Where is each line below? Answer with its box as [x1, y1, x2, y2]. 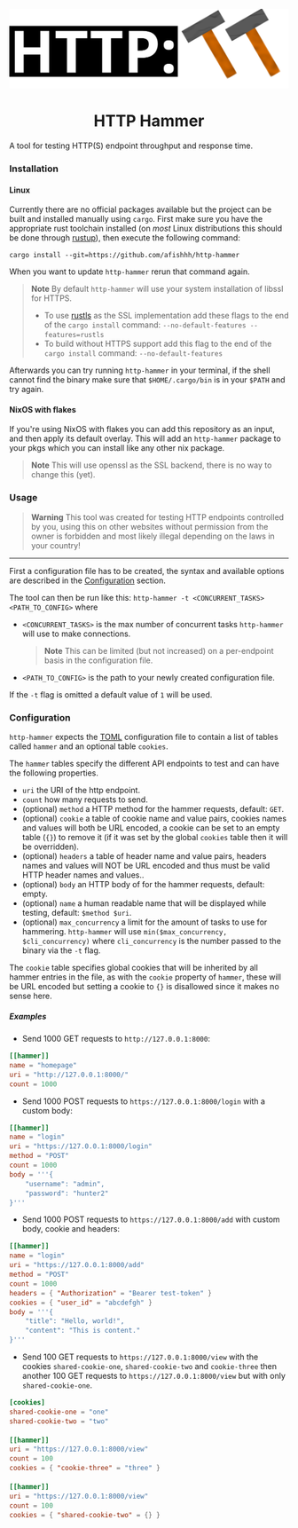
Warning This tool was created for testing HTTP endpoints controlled [30, 511, 285, 523]
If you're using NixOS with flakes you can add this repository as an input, [9, 424, 275, 435]
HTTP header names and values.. [21, 870, 145, 880]
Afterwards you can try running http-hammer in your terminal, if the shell [9, 365, 271, 376]
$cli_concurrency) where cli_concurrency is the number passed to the [21, 936, 282, 947]
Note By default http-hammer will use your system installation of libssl [30, 284, 284, 295]
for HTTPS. [30, 293, 73, 303]
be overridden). [21, 841, 80, 852]
